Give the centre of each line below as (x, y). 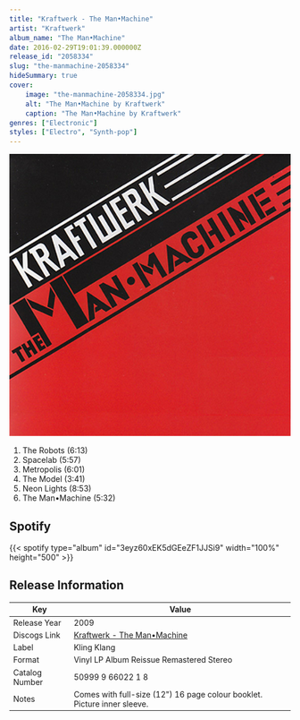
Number (28, 681)
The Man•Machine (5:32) (69, 498)
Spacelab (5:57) (52, 460)
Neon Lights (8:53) (57, 489)
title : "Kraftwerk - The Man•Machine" (81, 19)
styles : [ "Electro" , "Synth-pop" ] (74, 133)
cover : (21, 85)
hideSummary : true (43, 76)
